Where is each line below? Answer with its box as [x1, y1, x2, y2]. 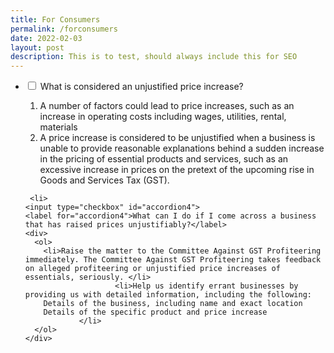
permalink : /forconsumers [10, 24, 118, 34]
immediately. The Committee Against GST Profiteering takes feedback [24, 255, 322, 265]
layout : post [10, 42, 65, 53]
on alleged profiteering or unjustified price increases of [24, 264, 281, 274]
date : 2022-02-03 [10, 33, 83, 43]
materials [39, 121, 78, 133]
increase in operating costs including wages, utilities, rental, [39, 111, 287, 123]
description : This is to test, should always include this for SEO [10, 52, 298, 62]
